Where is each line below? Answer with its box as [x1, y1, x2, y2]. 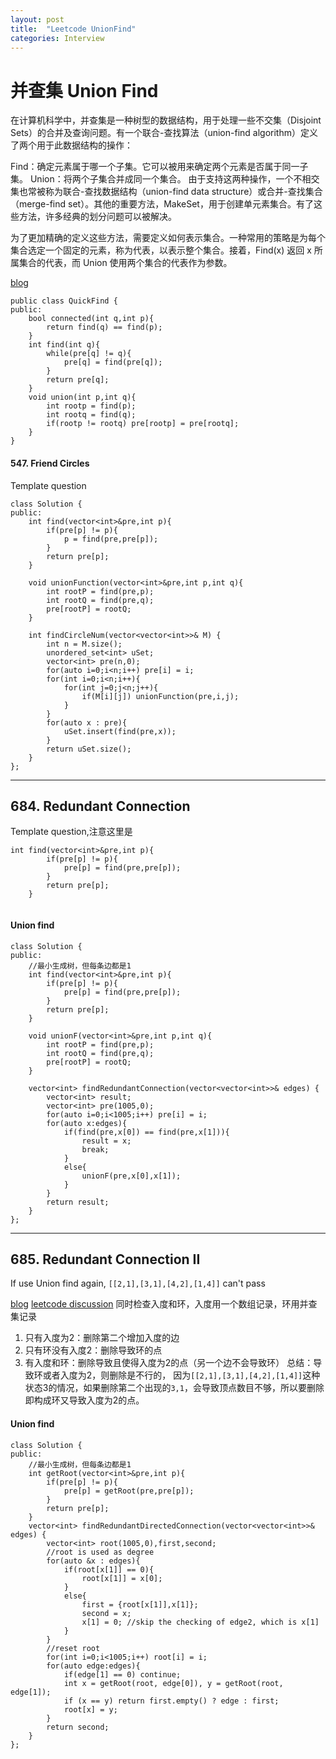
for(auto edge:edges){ [46, 1661, 141, 1671]
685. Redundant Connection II [10, 1251, 201, 1268]
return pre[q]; [46, 375, 110, 385]
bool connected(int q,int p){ [28, 314, 155, 324]
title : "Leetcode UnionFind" [10, 24, 137, 34]
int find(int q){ [28, 340, 101, 350]
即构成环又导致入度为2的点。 [24, 1394, 145, 1406]
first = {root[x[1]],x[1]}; [81, 1599, 199, 1610]
